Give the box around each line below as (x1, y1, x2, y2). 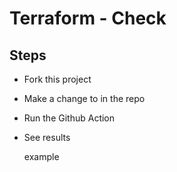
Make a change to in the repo (23, 93, 146, 104)
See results (23, 132, 71, 143)
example (23, 151, 60, 162)
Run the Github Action (23, 112, 116, 124)
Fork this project (23, 73, 92, 85)
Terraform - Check (9, 7, 167, 30)
